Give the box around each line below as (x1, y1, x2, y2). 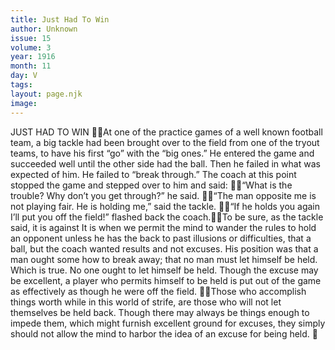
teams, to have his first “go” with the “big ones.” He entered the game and (10, 147, 315, 159)
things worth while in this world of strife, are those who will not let (10, 296, 282, 308)
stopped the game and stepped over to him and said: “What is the (10, 179, 293, 191)
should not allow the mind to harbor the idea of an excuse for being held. (10, 327, 310, 340)
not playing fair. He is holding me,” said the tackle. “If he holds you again (10, 200, 321, 212)
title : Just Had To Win (10, 14, 110, 25)
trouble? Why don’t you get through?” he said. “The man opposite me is (10, 189, 317, 201)
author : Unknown (10, 24, 78, 34)
